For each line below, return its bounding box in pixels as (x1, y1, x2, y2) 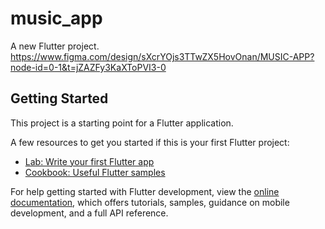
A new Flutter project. (10, 40, 100, 52)
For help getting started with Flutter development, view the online (10, 185, 280, 197)
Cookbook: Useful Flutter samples (24, 166, 166, 178)
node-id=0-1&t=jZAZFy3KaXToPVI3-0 (10, 61, 167, 73)
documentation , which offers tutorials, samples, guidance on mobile (10, 196, 290, 208)
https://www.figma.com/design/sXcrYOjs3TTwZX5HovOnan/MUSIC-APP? (10, 50, 315, 62)
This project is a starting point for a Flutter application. (10, 117, 234, 129)
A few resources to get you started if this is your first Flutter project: (10, 136, 290, 148)
